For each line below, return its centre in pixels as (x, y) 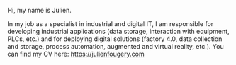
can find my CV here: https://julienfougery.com (76, 54)
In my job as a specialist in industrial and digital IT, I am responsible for (111, 24)
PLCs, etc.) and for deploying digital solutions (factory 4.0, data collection (115, 39)
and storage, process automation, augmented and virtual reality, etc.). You (116, 46)
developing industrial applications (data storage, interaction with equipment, (118, 31)
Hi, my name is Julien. (40, 10)
